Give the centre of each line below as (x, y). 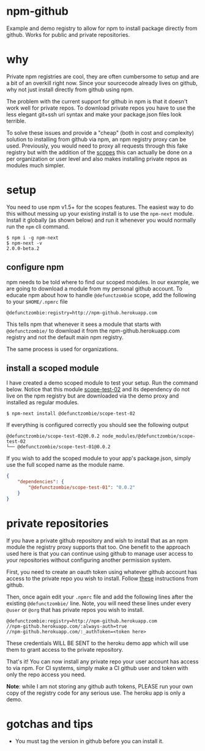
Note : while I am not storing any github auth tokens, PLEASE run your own (100, 686)
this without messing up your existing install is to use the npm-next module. (100, 213)
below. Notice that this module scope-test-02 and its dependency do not (98, 390)
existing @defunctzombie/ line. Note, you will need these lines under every (99, 603)
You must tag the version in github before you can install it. (89, 741)
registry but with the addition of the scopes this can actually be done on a (99, 152)
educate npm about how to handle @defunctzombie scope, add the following (101, 295)
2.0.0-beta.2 (23, 248)
